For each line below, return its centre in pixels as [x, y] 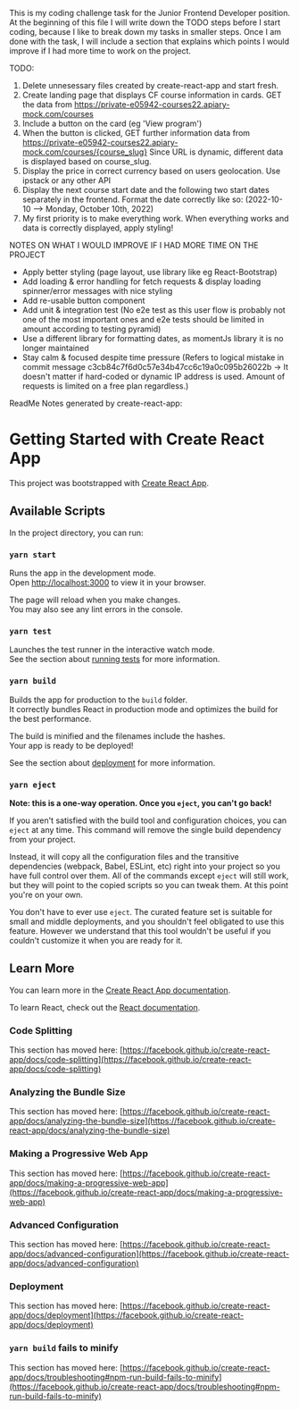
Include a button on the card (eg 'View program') [112, 123]
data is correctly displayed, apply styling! [98, 228]
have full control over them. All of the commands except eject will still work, [149, 876]
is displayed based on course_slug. [87, 161]
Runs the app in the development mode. [83, 573]
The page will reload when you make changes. [95, 600]
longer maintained [55, 348]
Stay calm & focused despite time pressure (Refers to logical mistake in [153, 357]
